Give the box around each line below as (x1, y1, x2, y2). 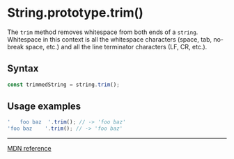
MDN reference (7, 144, 52, 153)
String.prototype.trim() (7, 5, 144, 21)
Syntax (7, 62, 39, 74)
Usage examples (7, 101, 81, 112)
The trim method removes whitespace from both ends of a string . (7, 28, 198, 36)
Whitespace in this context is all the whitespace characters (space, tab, (7, 35, 212, 43)
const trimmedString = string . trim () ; (7, 81, 120, 88)
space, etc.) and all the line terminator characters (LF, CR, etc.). (25, 42, 208, 51)
